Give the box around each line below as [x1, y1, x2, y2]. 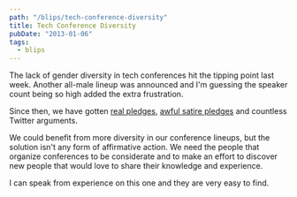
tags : [9, 37, 29, 47]
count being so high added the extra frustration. [9, 89, 184, 100]
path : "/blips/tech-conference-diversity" [9, 12, 168, 22]
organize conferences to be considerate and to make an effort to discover [9, 151, 278, 162]
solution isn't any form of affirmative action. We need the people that [9, 142, 260, 153]
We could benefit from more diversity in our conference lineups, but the [9, 133, 270, 143]
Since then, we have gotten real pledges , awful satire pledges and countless [9, 106, 287, 117]
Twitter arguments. [9, 116, 78, 126]
